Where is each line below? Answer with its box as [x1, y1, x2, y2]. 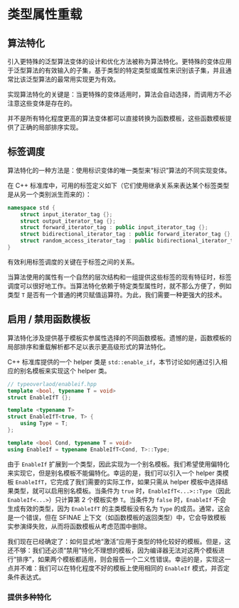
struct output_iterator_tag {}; [20, 218, 116, 225]
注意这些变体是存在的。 [7, 99, 76, 107]
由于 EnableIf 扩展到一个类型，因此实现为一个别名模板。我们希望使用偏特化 [7, 459, 230, 468]
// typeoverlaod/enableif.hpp [7, 380, 97, 388]
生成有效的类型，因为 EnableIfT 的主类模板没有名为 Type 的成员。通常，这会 [7, 504, 230, 513]
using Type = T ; [20, 420, 69, 427]
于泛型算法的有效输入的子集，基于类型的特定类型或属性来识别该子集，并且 [7, 66, 225, 75]
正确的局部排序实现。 [19, 123, 83, 132]
